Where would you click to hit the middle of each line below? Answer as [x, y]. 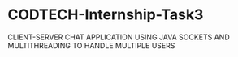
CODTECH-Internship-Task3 [106, 15]
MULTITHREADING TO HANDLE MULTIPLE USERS [91, 45]
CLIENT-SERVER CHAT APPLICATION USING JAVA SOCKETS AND [119, 37]
